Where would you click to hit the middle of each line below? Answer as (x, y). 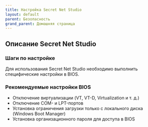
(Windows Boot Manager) (39, 114)
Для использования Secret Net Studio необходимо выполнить (71, 69)
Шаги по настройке (30, 58)
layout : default (22, 14)
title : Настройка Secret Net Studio (43, 10)
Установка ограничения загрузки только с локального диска (78, 109)
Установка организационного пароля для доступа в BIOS (74, 119)
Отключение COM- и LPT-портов (48, 103)
